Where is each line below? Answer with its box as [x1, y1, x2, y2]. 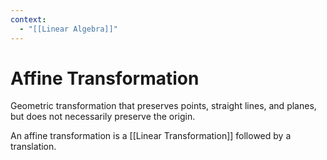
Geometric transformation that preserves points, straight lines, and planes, [10, 100, 317, 112]
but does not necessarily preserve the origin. [10, 111, 196, 123]
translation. [10, 141, 57, 153]
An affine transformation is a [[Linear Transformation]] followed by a [10, 130, 292, 142]
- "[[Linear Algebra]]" [19, 24, 118, 34]
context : [10, 14, 47, 25]
